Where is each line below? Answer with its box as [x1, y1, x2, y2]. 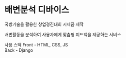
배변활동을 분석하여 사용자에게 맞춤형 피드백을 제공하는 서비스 [4, 31, 122, 37]
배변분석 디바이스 [4, 4, 69, 15]
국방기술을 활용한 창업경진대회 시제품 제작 [4, 21, 84, 27]
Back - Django [4, 47, 33, 53]
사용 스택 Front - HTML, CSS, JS [4, 42, 68, 47]
